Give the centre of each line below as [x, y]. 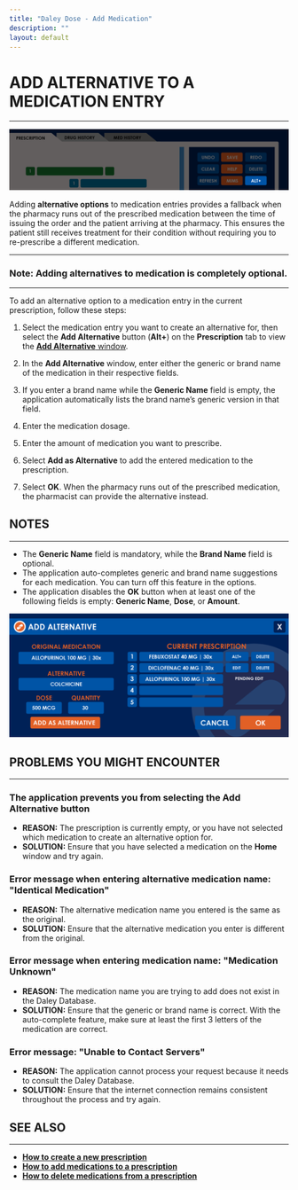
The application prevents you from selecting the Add [125, 797]
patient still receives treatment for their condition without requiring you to [143, 232]
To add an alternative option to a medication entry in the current [126, 301]
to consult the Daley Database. [78, 1081]
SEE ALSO [38, 1127]
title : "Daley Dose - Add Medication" [81, 19]
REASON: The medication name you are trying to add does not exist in [150, 991]
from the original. [54, 938]
